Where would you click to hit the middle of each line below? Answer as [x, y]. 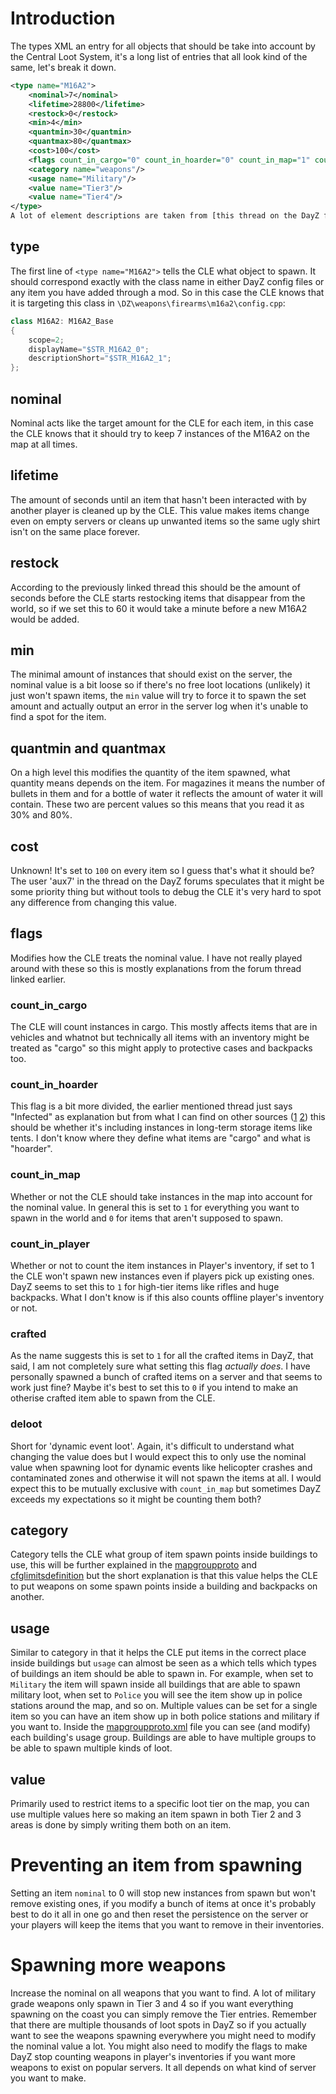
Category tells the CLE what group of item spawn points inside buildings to [164, 1554]
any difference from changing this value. [93, 902]
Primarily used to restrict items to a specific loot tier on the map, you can [160, 1804]
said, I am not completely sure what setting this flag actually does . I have [160, 1366]
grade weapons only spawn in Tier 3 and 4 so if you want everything [152, 2003]
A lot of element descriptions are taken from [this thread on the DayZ [165, 216]
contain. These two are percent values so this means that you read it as [157, 804]
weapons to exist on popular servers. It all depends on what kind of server [163, 2067]
